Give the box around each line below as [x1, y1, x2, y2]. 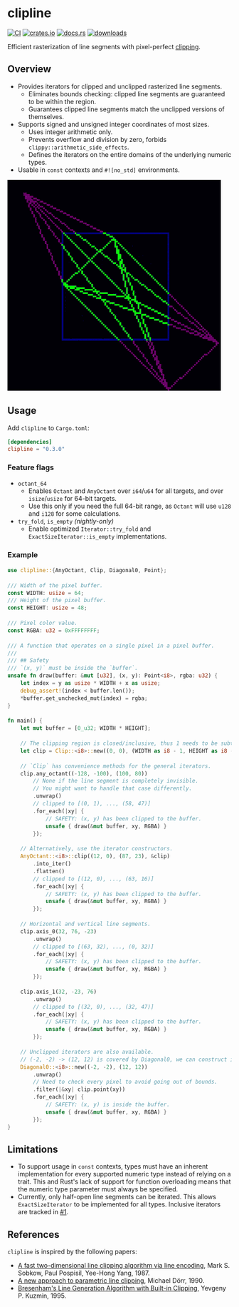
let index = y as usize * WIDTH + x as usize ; [20, 680, 161, 687]
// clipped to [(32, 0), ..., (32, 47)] [33, 1003, 154, 1010]
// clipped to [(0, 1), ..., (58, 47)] [33, 800, 152, 808]
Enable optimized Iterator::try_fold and [28, 524, 152, 533]
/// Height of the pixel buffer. [7, 597, 107, 604]
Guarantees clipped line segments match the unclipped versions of [28, 105, 225, 113]
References [7, 1229, 60, 1241]
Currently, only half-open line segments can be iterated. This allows [17, 1193, 217, 1201]
